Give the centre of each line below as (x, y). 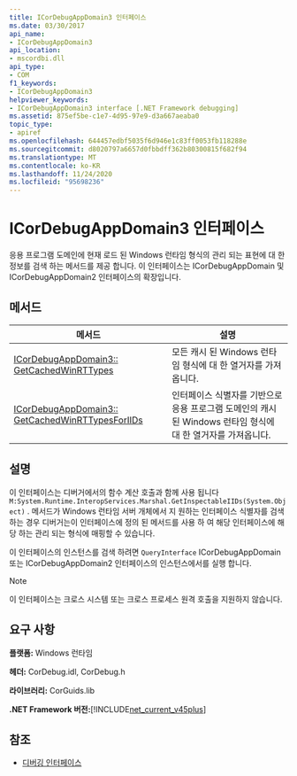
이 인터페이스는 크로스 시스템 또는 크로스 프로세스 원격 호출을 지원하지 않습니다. (146, 599)
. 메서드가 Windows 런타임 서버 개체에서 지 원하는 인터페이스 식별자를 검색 (156, 511)
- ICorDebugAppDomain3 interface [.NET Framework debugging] (124, 108)
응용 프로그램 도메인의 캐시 (224, 408)
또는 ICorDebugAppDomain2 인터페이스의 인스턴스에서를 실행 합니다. (130, 563)
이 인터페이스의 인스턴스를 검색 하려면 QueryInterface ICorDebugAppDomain (145, 552)
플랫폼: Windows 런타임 (51, 653)
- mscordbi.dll (37, 58)
